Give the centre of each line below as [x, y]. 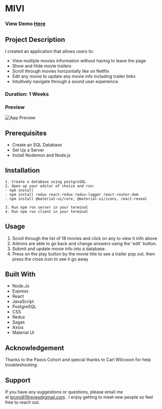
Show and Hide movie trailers [42, 66]
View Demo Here [25, 24]
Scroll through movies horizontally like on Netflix [61, 71]
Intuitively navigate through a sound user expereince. [66, 81]
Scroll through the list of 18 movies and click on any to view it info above [85, 238]
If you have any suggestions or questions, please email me [64, 392]
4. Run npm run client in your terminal [47, 212]
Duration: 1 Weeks [27, 94]
